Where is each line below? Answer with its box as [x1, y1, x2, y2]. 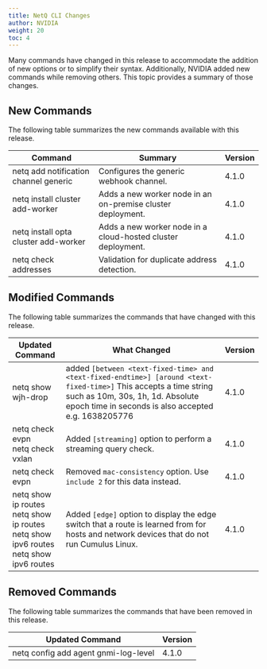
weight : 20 [8, 26, 44, 34]
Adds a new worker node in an [98, 188, 212, 199]
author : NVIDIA [8, 19, 59, 27]
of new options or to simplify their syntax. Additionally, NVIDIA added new [8, 64, 250, 74]
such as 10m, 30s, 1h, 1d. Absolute [65, 390, 199, 401]
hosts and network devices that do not [65, 528, 209, 539]
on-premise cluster [98, 199, 172, 210]
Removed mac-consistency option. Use [65, 466, 209, 477]
